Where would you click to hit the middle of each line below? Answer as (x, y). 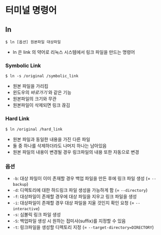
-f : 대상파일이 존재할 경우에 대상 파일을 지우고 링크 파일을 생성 (75, 196)
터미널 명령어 (31, 10)
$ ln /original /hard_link (34, 129)
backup (20, 184)
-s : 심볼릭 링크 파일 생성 (37, 214)
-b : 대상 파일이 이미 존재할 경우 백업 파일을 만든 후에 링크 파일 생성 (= (82, 178)
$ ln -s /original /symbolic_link (42, 76)
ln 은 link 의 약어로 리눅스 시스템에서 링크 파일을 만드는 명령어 (74, 52)
